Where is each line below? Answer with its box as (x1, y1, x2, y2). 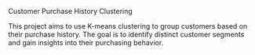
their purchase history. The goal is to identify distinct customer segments (8, 30, 245, 39)
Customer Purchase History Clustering (8, 7, 133, 15)
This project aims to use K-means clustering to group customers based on (8, 22, 248, 30)
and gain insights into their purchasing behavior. (8, 38, 164, 47)
